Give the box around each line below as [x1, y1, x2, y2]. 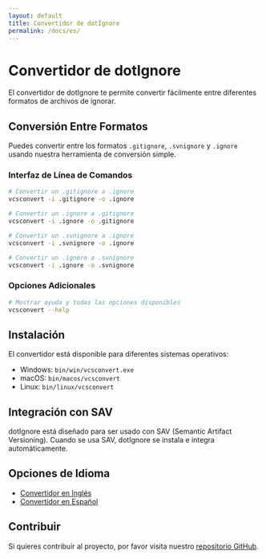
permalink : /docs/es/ [8, 27, 81, 35]
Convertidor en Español [19, 496, 99, 506]
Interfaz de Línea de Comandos [8, 169, 133, 181]
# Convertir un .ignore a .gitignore [8, 210, 135, 218]
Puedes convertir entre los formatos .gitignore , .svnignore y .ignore [8, 141, 238, 151]
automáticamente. [8, 443, 68, 454]
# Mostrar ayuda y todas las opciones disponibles [8, 298, 181, 306]
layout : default [8, 11, 62, 20]
